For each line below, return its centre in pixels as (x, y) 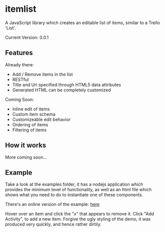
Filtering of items (29, 130)
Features (19, 53)
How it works (26, 145)
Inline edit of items (31, 109)
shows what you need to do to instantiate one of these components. (74, 195)
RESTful (20, 79)
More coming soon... (26, 157)
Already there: (19, 64)
